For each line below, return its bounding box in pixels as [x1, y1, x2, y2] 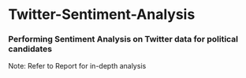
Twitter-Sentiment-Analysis [8, 6, 196, 24]
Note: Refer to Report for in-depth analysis [8, 61, 147, 71]
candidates [8, 43, 53, 54]
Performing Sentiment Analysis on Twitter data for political [8, 34, 239, 45]
